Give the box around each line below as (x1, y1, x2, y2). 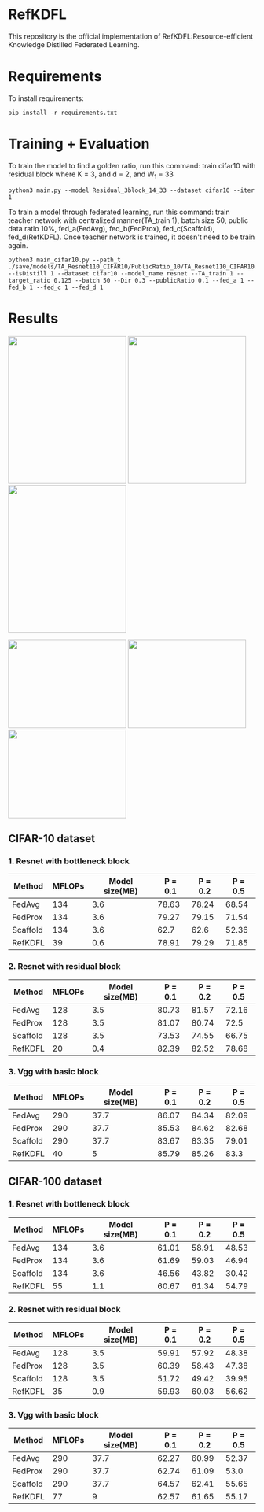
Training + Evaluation (8, 135, 150, 153)
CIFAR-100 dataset (8, 1175, 102, 1189)
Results (8, 309, 59, 327)
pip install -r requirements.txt (8, 109, 118, 116)
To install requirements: (8, 93, 84, 103)
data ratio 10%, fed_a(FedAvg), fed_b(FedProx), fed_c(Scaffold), (8, 224, 214, 233)
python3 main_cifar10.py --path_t (8, 256, 122, 264)
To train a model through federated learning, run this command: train (8, 207, 230, 216)
